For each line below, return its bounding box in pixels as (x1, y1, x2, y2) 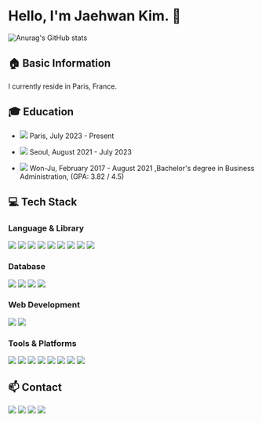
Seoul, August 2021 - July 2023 (29, 147, 132, 156)
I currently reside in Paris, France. (8, 82, 118, 91)
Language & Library (8, 223, 85, 234)
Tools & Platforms (8, 337, 77, 348)
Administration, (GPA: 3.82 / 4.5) (19, 172, 125, 181)
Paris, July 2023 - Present (29, 131, 115, 140)
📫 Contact (8, 380, 63, 394)
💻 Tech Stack (8, 195, 78, 209)
